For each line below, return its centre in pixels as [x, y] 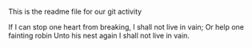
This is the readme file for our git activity [75, 12]
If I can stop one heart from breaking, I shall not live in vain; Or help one [126, 27]
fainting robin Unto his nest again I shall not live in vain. [99, 36]
